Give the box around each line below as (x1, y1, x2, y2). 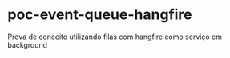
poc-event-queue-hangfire (7, 6, 192, 24)
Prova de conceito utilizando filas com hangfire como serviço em (7, 32, 222, 41)
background (7, 40, 48, 49)
